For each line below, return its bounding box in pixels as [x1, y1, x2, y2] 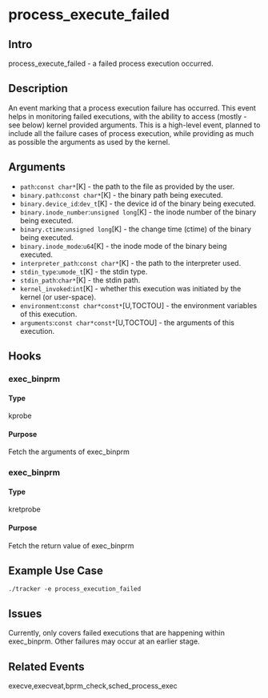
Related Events [8, 660, 85, 673]
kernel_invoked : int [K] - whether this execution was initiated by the [19, 283, 242, 293]
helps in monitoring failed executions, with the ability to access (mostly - [8, 111, 247, 121]
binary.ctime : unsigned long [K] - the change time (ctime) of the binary [19, 224, 252, 234]
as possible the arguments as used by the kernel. [8, 137, 170, 146]
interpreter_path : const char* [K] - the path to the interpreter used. [19, 258, 242, 267]
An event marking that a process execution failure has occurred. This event [8, 102, 256, 113]
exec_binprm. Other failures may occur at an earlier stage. [8, 636, 200, 646]
